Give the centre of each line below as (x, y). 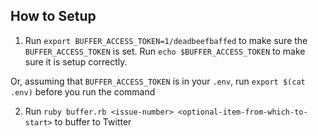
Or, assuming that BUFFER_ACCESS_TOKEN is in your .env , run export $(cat (158, 81)
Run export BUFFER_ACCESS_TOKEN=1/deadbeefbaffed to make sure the (166, 40)
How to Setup (53, 16)
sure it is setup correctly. (76, 61)
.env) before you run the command (83, 91)
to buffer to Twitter (93, 121)
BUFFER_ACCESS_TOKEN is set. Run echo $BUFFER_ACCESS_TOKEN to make (165, 51)
